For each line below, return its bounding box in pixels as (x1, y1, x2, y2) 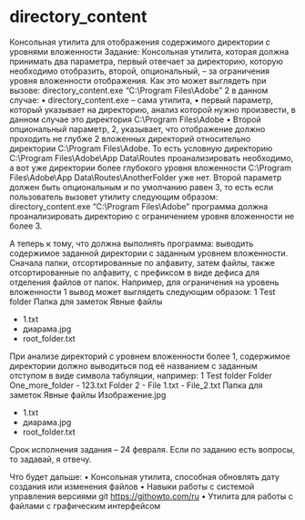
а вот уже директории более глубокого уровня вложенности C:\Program (9, 162, 292, 173)
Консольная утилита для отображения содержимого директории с (9, 36, 271, 47)
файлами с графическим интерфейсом (9, 500, 161, 511)
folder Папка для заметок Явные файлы (9, 296, 163, 307)
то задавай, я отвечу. (9, 454, 92, 464)
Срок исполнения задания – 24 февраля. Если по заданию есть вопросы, (9, 444, 296, 454)
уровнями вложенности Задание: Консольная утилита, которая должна (9, 46, 290, 56)
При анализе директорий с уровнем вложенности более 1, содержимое (9, 351, 291, 362)
